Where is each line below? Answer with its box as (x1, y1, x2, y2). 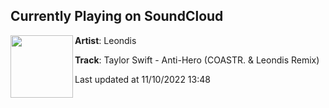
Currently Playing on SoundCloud (10, 8, 224, 25)
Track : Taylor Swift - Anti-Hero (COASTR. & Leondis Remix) (74, 54, 320, 66)
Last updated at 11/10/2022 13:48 (74, 73, 211, 85)
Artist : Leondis (74, 34, 137, 46)
